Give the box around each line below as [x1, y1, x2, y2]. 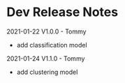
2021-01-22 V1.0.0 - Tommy [6, 27, 87, 36]
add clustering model [16, 68, 78, 76]
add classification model [16, 40, 88, 49]
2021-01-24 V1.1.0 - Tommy [6, 54, 85, 63]
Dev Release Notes [6, 4, 119, 20]
